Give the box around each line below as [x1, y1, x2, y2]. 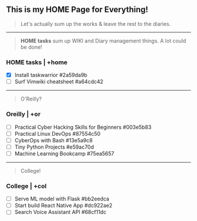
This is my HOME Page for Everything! [6, 5, 148, 15]
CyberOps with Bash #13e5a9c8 [14, 136, 93, 143]
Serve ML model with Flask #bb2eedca [14, 195, 110, 202]
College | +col [6, 182, 47, 190]
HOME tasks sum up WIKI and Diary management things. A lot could [20, 37, 186, 44]
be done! [20, 43, 42, 51]
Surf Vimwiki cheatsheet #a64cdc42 [14, 78, 104, 85]
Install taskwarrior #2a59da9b [14, 72, 88, 79]
